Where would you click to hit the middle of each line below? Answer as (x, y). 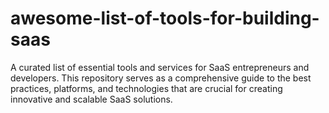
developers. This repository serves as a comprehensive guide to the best (161, 78)
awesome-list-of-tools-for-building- (165, 18)
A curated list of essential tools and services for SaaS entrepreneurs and (160, 67)
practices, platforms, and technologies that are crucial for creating (146, 88)
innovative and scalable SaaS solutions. (91, 99)
